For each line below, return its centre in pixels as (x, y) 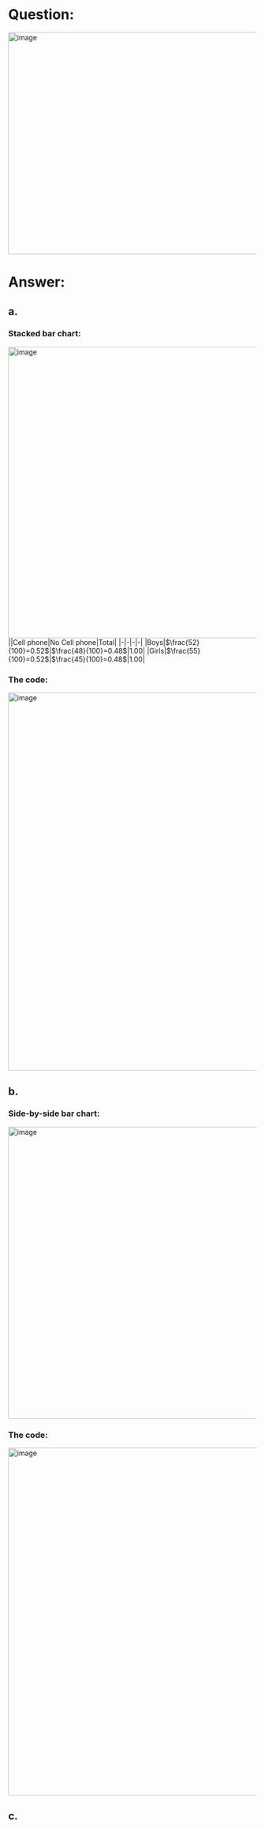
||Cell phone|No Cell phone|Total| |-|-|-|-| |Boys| (87, 642)
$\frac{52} (182, 642)
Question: (41, 15)
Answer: (37, 282)
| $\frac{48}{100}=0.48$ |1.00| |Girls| (108, 650)
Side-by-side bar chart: (54, 1113)
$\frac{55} (183, 650)
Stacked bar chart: (45, 334)
